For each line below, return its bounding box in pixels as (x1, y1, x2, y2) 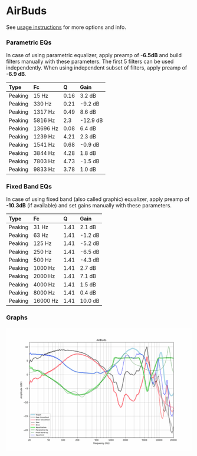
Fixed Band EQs (6, 182, 52, 190)
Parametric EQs (6, 38, 52, 47)
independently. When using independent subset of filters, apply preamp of (6, 64, 188, 71)
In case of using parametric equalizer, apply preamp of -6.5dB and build (6, 52, 182, 59)
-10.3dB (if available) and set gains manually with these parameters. (6, 202, 172, 209)
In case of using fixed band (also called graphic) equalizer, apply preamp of (6, 196, 190, 203)
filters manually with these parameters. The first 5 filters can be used (6, 58, 174, 65)
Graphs (6, 313, 28, 322)
